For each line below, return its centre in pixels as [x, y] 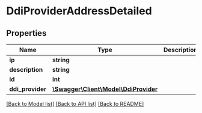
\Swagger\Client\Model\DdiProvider [105, 89]
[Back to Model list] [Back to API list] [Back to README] [75, 104]
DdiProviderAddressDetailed [79, 11]
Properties [26, 33]
